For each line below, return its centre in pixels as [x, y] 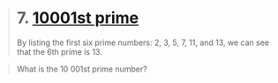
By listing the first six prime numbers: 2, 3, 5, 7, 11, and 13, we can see [143, 42]
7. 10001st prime [78, 18]
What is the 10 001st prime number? [82, 69]
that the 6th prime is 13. [59, 51]
